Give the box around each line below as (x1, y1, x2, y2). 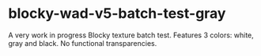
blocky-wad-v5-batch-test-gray (8, 5, 226, 23)
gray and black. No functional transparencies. (8, 38, 157, 47)
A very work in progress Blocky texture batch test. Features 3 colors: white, (8, 30, 255, 40)
